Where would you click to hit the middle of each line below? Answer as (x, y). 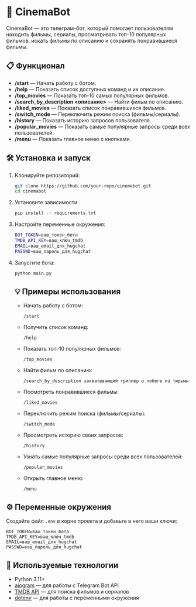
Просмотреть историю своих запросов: (73, 435)
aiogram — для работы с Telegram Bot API (66, 585)
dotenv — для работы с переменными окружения (77, 598)
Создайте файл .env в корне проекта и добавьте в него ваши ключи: (92, 521)
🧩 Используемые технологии (62, 565)
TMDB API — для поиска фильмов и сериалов (72, 591)
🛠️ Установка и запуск (48, 158)
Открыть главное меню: (53, 478)
